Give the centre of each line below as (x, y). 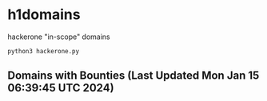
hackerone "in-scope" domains (59, 37)
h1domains (44, 15)
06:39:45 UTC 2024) (61, 88)
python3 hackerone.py (44, 51)
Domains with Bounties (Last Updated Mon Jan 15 (133, 76)
